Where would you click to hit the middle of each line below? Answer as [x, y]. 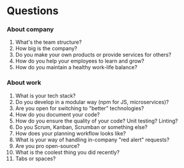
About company [30, 30]
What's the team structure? [49, 42]
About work [24, 83]
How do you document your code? [57, 114]
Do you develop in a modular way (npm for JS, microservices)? [92, 102]
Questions [33, 11]
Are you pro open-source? [47, 146]
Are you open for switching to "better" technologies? [80, 108]
